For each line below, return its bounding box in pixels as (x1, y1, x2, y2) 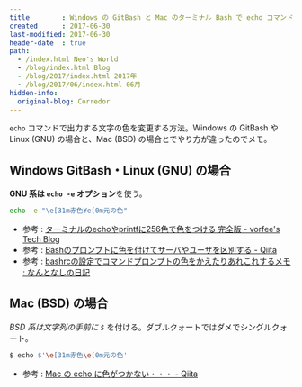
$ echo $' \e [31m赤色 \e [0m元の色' (9, 350, 128, 360)
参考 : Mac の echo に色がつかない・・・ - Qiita (22, 368, 199, 379)
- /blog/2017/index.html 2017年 (17, 72, 138, 81)
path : (9, 47, 30, 56)
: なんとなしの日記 (22, 267, 91, 278)
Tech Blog (22, 234, 60, 245)
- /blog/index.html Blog (17, 64, 111, 73)
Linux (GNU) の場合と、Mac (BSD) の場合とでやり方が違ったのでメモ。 (9, 134, 272, 145)
